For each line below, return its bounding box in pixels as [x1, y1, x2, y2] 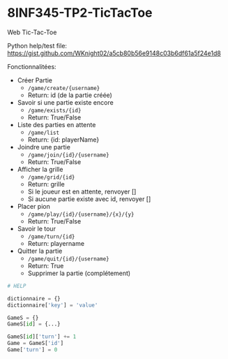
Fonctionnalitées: [7, 62, 57, 71]
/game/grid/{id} [27, 173, 75, 181]
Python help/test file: [7, 41, 68, 50]
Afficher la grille [17, 165, 63, 173]
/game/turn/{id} [27, 233, 75, 240]
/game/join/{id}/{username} [27, 152, 109, 159]
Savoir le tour [17, 224, 56, 233]
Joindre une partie [17, 142, 71, 151]
